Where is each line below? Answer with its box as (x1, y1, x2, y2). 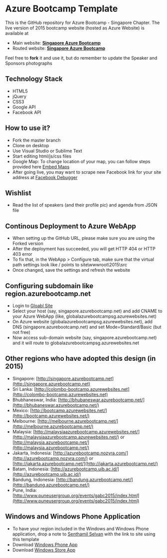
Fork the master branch (12, 137, 61, 143)
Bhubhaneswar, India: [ (12, 396, 60, 403)
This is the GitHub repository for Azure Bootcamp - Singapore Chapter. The (5, 20, 160, 26)
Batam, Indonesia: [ (12, 466, 52, 472)
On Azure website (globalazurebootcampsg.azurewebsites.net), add (12, 319, 153, 324)
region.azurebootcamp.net (5, 289, 91, 298)
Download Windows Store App (12, 546, 76, 553)
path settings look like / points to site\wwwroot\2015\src (12, 262, 127, 268)
